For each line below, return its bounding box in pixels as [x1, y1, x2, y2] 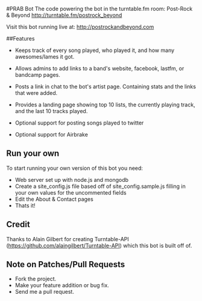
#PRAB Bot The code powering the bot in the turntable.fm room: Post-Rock [6, 5, 193, 12]
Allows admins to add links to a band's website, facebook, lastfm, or [14, 65, 185, 72]
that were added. [14, 89, 58, 96]
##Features [6, 35, 35, 42]
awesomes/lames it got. [14, 53, 75, 60]
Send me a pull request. [14, 288, 74, 296]
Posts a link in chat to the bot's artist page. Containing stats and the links [14, 83, 196, 90]
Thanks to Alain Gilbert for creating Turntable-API [6, 235, 130, 242]
